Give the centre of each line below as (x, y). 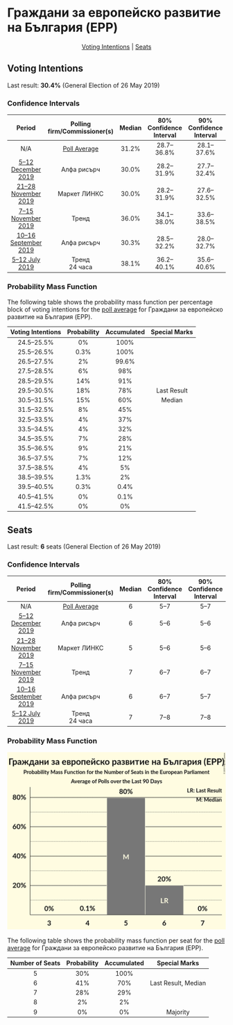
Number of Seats (35, 963)
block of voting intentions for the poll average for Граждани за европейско (115, 309)
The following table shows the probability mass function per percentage (110, 302)
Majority (178, 1012)
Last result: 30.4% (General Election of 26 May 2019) (84, 85)
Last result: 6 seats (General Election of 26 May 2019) (84, 546)
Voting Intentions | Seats (116, 46)
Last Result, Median (178, 983)
